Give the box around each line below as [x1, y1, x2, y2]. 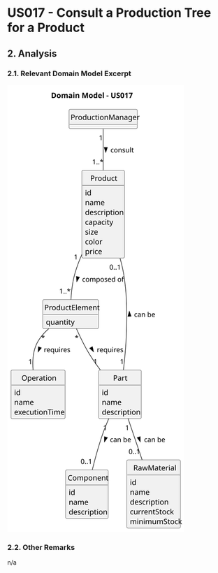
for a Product [7, 20, 85, 36]
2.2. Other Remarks [7, 542, 75, 552]
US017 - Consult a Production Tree [7, 5, 212, 21]
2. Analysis [7, 48, 57, 59]
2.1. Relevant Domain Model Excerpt [7, 68, 131, 78]
